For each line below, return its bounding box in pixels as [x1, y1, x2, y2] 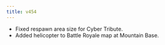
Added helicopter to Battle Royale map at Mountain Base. [15, 31, 159, 39]
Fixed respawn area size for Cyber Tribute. [15, 25, 123, 32]
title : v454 [6, 8, 37, 15]
